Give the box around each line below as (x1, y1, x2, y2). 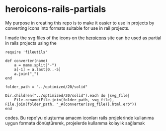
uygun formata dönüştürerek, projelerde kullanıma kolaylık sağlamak (5, 120, 145, 126)
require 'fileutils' (5, 50, 48, 55)
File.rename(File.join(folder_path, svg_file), (14, 97, 114, 102)
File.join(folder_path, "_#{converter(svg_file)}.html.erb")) (5, 102, 137, 107)
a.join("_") (14, 71, 39, 76)
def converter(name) (5, 58, 48, 63)
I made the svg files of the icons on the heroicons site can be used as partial (5, 35, 162, 41)
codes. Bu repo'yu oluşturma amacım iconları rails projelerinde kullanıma (5, 115, 154, 121)
